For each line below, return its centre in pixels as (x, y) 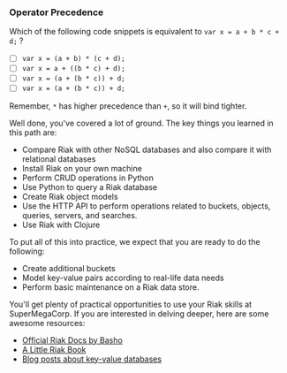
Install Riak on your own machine (82, 168)
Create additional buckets (69, 268)
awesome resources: (47, 323)
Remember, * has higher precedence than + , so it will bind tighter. (128, 106)
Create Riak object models (70, 196)
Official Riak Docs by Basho (72, 340)
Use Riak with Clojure (61, 225)
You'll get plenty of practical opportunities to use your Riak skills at (131, 304)
